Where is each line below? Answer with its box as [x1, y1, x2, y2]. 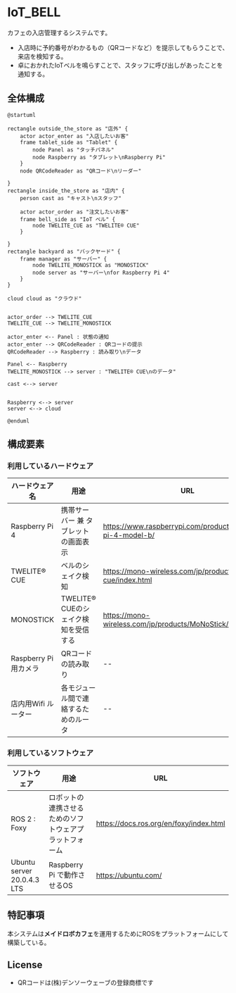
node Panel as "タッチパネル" [32, 146, 114, 154]
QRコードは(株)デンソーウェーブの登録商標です [17, 978, 154, 987]
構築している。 [7, 938, 51, 947]
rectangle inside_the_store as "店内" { [7, 187, 125, 194]
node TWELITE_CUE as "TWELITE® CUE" [32, 222, 140, 229]
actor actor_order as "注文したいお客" [20, 208, 129, 216]
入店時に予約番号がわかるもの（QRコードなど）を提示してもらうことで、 [17, 43, 229, 51]
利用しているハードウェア [7, 461, 93, 471]
